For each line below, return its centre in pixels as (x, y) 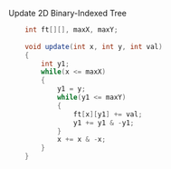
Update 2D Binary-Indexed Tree (68, 13)
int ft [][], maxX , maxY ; (71, 30)
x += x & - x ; (81, 140)
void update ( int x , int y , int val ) (94, 46)
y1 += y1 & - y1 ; (104, 123)
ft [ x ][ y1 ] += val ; (108, 114)
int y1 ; (55, 64)
